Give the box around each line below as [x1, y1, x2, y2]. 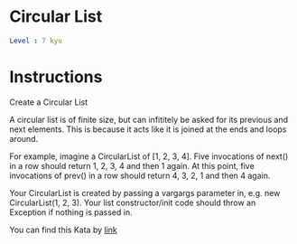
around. [9, 133, 39, 144]
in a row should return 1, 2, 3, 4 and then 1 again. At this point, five [9, 160, 255, 171]
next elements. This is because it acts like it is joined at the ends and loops [9, 124, 287, 135]
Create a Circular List [9, 97, 88, 108]
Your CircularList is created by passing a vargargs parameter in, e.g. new [9, 187, 281, 198]
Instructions [9, 67, 103, 87]
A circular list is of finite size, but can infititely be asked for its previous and [9, 114, 289, 125]
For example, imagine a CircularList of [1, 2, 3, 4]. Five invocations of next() [9, 151, 289, 162]
